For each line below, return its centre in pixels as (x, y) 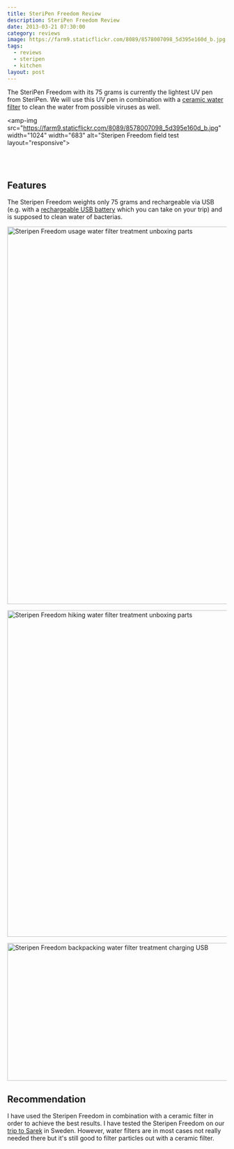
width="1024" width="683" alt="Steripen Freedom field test (93, 135)
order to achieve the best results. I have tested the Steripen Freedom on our (116, 1123)
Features (27, 185)
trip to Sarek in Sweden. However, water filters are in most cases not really (114, 1131)
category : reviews (34, 33)
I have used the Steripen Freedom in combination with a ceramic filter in (110, 1116)
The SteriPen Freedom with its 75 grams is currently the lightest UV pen (110, 92)
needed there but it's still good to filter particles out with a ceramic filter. (111, 1139)
